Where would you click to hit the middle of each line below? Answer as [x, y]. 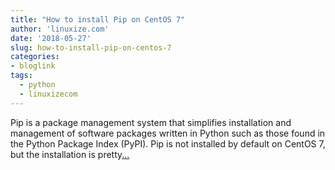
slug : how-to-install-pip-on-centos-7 [91, 47]
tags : [21, 76]
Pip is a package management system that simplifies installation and [151, 122]
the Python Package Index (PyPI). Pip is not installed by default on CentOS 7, [168, 143]
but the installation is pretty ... [70, 154]
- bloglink [33, 66]
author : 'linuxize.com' [60, 29]
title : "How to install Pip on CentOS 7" [98, 19]
